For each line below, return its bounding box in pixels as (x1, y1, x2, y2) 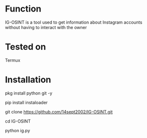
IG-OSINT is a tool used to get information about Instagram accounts (5, 19, 143, 25)
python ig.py (5, 127, 31, 133)
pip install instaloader (5, 99, 48, 105)
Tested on (5, 41, 46, 53)
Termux (5, 57, 20, 63)
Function (5, 3, 42, 14)
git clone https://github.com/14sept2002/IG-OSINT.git (5, 109, 113, 114)
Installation (5, 74, 51, 85)
